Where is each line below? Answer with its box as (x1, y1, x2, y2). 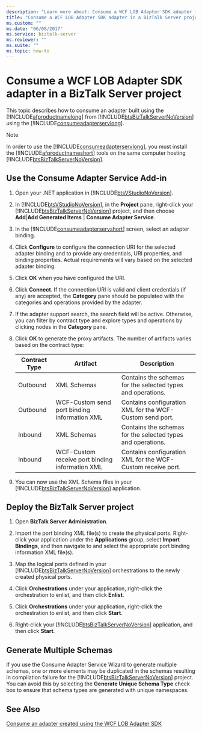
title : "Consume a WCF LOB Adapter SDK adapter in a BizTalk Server (6, 14, 182, 20)
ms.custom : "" (6, 20, 42, 26)
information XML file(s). (14, 549, 74, 556)
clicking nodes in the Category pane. (14, 323, 108, 330)
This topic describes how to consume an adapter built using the (6, 107, 164, 114)
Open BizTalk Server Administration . (14, 518, 108, 525)
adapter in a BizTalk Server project (6, 87, 182, 100)
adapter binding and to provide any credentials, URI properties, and (14, 249, 182, 257)
